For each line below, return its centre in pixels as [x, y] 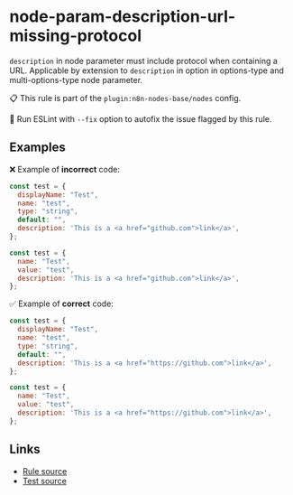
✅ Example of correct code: [62, 304]
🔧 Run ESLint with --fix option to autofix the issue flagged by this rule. [141, 118]
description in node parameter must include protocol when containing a [143, 61]
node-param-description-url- [123, 17]
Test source [45, 481]
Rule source [45, 471]
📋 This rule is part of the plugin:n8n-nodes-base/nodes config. [125, 98]
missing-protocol [76, 36]
